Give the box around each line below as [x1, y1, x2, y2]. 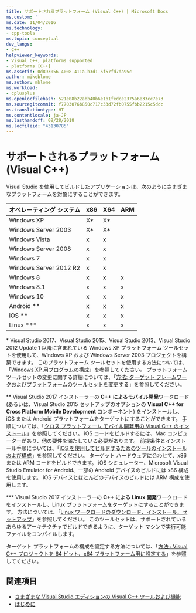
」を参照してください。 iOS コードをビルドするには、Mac [26, 429, 166, 437]
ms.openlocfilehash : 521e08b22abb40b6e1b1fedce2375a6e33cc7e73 [6, 96, 164, 101]
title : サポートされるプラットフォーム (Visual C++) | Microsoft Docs [6, 8, 169, 15]
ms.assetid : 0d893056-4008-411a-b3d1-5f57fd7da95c [6, 69, 132, 74]
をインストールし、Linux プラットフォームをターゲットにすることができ [6, 501, 180, 508]
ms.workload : [6, 85, 38, 91]
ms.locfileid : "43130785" [6, 123, 69, 129]
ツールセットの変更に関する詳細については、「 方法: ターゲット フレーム [6, 373, 177, 380]
